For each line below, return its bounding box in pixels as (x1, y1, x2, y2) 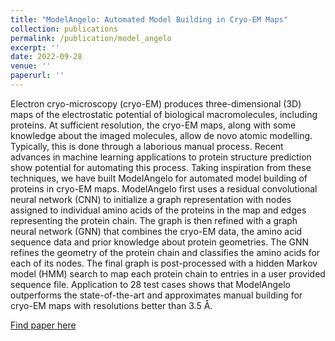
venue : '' (10, 61, 52, 71)
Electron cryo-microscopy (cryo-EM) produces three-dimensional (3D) (10, 97, 302, 110)
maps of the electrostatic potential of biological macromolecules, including (10, 108, 318, 120)
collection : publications (10, 24, 118, 34)
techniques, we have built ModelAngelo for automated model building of (10, 172, 308, 184)
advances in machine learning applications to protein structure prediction (10, 151, 312, 163)
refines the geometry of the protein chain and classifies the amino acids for (10, 246, 321, 258)
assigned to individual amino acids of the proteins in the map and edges (10, 204, 307, 216)
